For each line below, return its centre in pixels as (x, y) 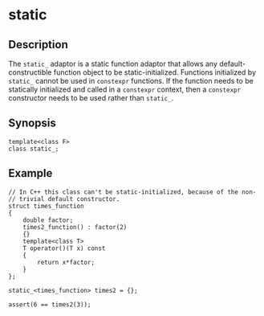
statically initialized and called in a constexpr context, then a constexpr (125, 89)
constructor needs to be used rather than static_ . (91, 98)
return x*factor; (66, 262)
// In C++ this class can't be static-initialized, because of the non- (132, 192)
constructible (30, 72)
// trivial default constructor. (64, 199)
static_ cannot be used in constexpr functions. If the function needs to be (131, 81)
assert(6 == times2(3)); (50, 304)
